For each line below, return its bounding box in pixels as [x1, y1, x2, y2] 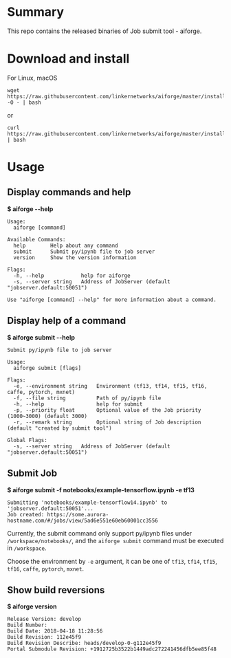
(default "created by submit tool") [7, 424, 112, 432]
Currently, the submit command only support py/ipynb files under [7, 529, 192, 537]
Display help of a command [7, 315, 126, 327]
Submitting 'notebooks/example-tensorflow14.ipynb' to [7, 499, 168, 506]
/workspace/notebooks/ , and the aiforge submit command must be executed [7, 536, 224, 545]
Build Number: [7, 622, 48, 629]
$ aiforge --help [7, 204, 54, 213]
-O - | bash [7, 99, 41, 106]
